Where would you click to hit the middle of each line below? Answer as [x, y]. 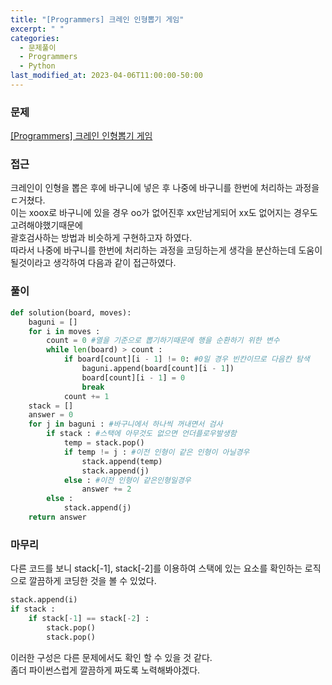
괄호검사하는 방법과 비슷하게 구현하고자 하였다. [101, 238]
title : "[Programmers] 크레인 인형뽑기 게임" [97, 19]
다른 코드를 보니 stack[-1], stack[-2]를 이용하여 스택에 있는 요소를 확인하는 [156, 568]
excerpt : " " [37, 29]
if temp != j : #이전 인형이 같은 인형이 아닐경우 [156, 452]
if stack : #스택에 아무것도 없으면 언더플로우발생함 [141, 434]
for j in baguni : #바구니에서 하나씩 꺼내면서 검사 [125, 424]
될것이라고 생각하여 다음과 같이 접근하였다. [93, 263]
